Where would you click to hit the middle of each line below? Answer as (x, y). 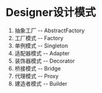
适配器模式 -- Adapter (42, 53)
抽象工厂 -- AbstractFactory (49, 30)
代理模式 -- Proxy (37, 76)
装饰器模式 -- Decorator (45, 61)
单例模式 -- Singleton (41, 46)
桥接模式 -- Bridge (38, 68)
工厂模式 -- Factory (39, 38)
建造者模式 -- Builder (41, 83)
